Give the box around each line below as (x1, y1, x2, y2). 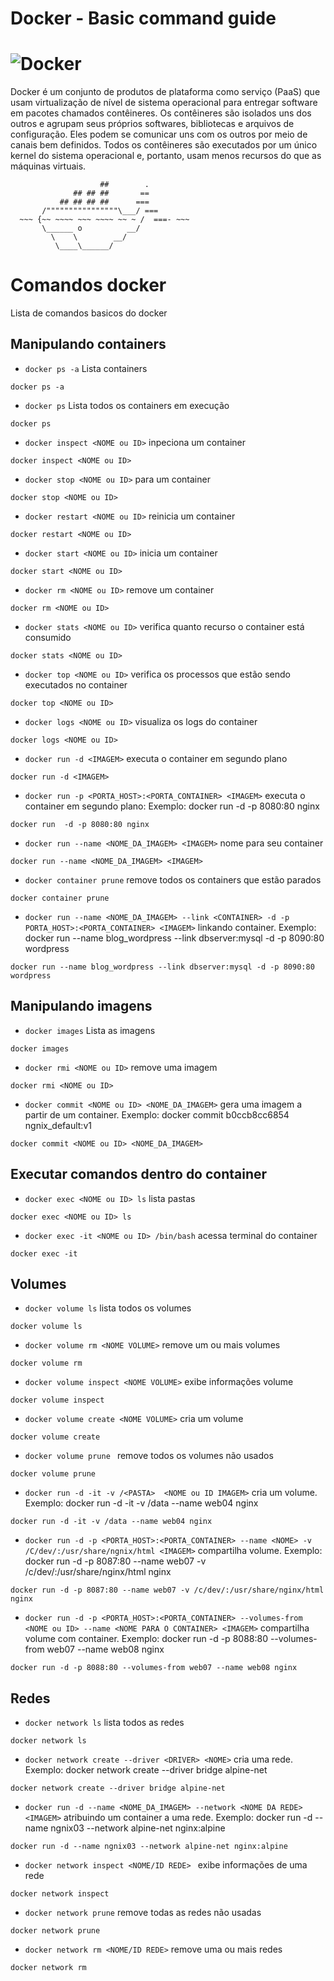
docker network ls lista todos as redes (24, 1717, 185, 1729)
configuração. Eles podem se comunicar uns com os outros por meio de (10, 128, 308, 141)
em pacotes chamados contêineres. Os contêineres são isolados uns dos (10, 107, 312, 119)
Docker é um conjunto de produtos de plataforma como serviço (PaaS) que (10, 86, 321, 98)
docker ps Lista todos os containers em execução (24, 399, 230, 411)
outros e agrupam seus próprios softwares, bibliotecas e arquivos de (10, 118, 295, 130)
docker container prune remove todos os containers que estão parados (24, 873, 322, 886)
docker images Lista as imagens (24, 1024, 156, 1036)
